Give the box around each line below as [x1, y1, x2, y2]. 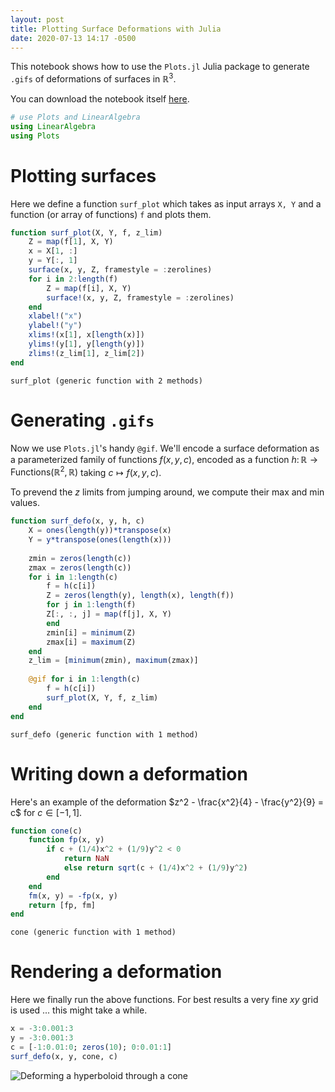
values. [10, 497, 40, 509]
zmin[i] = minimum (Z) [46, 627, 137, 638]
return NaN [63, 854, 110, 864]
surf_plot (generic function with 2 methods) [10, 376, 203, 386]
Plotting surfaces [10, 164, 157, 187]
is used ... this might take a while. [10, 1004, 148, 1016]
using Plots [10, 131, 60, 141]
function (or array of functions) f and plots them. [10, 208, 212, 220]
